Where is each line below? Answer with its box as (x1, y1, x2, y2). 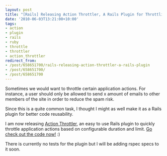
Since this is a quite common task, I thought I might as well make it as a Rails (5, 105, 162, 112)
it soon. (5, 146, 21, 152)
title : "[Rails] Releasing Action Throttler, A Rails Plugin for (5, 12, 143, 17)
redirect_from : (5, 58, 37, 63)
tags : (5, 21, 16, 26)
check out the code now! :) (5, 131, 61, 137)
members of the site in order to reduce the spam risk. (5, 96, 114, 102)
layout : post (5, 7, 32, 12)
